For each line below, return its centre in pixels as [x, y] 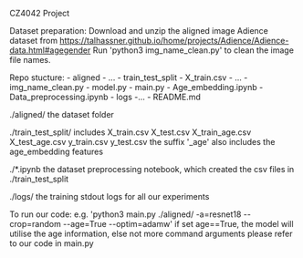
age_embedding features [56, 151]
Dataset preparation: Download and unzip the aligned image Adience [139, 31]
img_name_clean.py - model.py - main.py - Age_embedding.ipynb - [136, 87]
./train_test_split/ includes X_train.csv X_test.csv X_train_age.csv [131, 132]
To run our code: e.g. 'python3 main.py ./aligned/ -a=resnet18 [125, 214]
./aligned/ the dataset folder [62, 114]
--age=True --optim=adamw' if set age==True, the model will [178, 224]
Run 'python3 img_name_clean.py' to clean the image [193, 50]
